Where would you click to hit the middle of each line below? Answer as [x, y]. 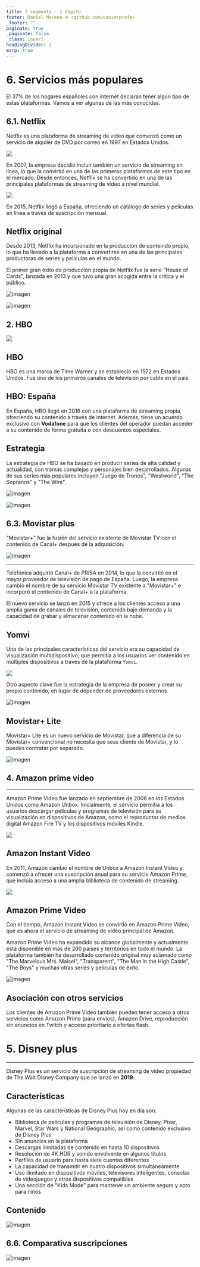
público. [16, 283]
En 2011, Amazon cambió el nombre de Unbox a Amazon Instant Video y [94, 867]
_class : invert [25, 39]
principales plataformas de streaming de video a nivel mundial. [83, 184]
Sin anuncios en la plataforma [51, 1141]
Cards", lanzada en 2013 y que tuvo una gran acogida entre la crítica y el [95, 276]
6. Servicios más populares [75, 79]
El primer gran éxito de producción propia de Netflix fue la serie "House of [97, 270]
